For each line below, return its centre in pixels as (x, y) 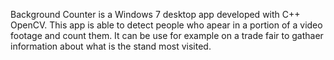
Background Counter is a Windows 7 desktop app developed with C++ (155, 14)
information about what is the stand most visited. (111, 46)
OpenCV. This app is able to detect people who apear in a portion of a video (166, 25)
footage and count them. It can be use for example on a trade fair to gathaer (167, 35)
